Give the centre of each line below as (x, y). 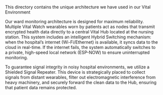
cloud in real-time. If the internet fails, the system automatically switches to (80, 47)
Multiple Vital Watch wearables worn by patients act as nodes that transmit (80, 27)
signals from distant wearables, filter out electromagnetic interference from (80, 77)
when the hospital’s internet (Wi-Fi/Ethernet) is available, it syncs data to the (81, 42)
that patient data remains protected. (41, 87)
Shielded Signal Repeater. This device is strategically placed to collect (75, 72)
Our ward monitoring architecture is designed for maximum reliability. (74, 22)
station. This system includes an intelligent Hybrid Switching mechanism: (78, 37)
